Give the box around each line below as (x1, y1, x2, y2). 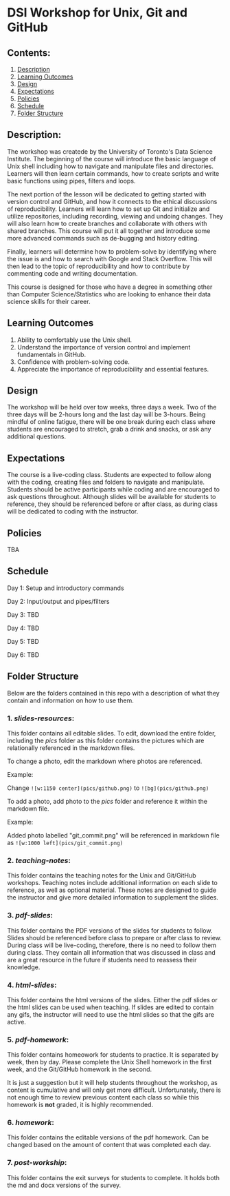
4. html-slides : (7, 980, 57, 990)
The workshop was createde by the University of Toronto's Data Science (7, 147, 213, 156)
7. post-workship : (7, 1158, 67, 1168)
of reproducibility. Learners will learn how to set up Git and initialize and (7, 205, 210, 213)
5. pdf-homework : (7, 1035, 69, 1044)
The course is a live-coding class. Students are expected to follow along (7, 471, 211, 479)
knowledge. (7, 963, 41, 971)
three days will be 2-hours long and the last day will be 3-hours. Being (7, 410, 206, 418)
